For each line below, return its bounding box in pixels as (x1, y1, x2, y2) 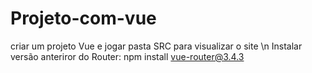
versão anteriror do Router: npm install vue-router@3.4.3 (10, 50, 245, 62)
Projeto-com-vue (10, 7, 157, 30)
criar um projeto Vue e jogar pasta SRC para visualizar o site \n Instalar (10, 40, 303, 52)
